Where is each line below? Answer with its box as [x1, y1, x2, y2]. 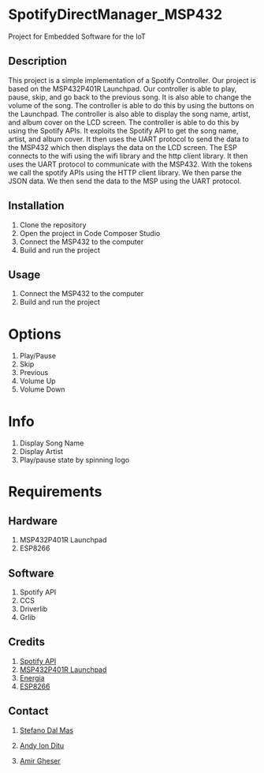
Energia [19, 673, 45, 682]
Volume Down [19, 385, 65, 394]
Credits [8, 636, 46, 649]
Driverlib [19, 604, 48, 614]
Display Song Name [19, 438, 84, 448]
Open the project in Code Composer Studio [19, 228, 161, 238]
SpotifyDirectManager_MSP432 [8, 6, 223, 24]
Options [8, 325, 61, 343]
